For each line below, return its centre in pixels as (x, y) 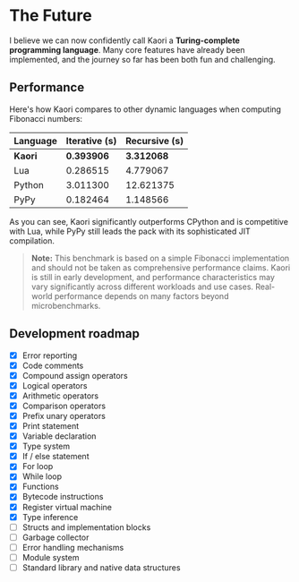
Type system (46, 446)
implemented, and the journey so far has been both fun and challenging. (142, 59)
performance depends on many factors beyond (141, 295)
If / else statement (56, 457)
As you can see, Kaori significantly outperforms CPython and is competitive (149, 221)
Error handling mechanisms (73, 547)
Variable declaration (59, 436)
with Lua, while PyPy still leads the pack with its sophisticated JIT (130, 231)
